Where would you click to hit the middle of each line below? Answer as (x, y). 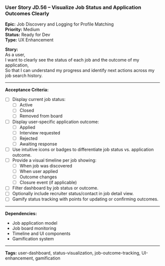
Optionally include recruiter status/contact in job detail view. (73, 194)
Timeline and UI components (41, 233)
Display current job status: (39, 100)
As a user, (15, 55)
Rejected (28, 138)
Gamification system (33, 239)
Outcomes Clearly (27, 13)
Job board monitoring (34, 229)
